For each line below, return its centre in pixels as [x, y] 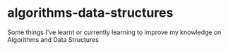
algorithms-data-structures [90, 13]
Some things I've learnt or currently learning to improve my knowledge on [114, 32]
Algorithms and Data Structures [53, 39]
